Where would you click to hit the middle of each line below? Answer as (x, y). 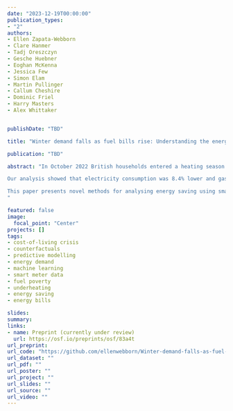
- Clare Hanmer (29, 46)
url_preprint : (28, 345)
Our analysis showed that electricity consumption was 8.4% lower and (111, 179)
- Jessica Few (28, 71)
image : (17, 217)
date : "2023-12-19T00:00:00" (49, 14)
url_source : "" (29, 390)
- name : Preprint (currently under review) (71, 332)
